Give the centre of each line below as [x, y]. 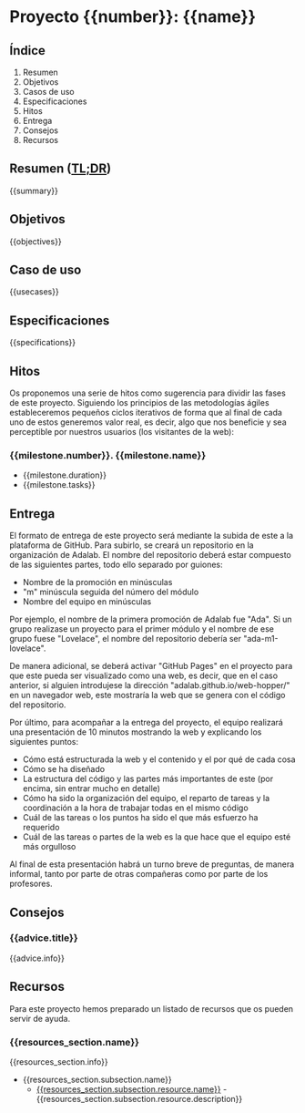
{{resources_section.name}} [74, 1042]
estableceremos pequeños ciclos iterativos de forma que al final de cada [146, 413]
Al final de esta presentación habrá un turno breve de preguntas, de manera [152, 864]
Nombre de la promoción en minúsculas [97, 582]
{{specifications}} [42, 343]
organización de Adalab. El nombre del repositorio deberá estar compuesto [150, 555]
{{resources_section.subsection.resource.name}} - [132, 1089]
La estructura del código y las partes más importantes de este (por [148, 779]
